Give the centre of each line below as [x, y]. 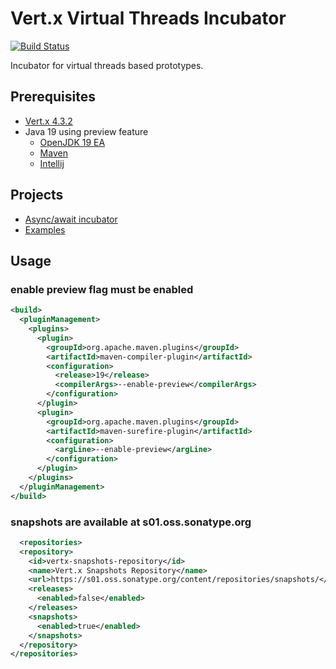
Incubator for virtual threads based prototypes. [107, 65]
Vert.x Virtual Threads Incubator [148, 18]
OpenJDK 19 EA [72, 142]
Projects [37, 195]
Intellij [52, 163]
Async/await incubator [71, 219]
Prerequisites [53, 97]
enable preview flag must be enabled [102, 289]
